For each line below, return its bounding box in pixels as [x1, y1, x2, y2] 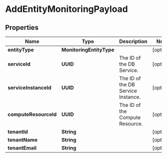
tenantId [7, 128, 28, 135]
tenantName [7, 137, 38, 143]
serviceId [7, 61, 31, 68]
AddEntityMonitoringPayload [5, 3, 128, 15]
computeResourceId [7, 111, 57, 118]
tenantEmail [7, 145, 37, 151]
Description [119, 38, 148, 45]
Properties [5, 23, 39, 32]
